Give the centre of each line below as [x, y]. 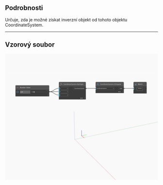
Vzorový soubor [30, 45]
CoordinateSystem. [24, 25]
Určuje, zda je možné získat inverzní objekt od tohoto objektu [66, 19]
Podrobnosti [24, 8]
